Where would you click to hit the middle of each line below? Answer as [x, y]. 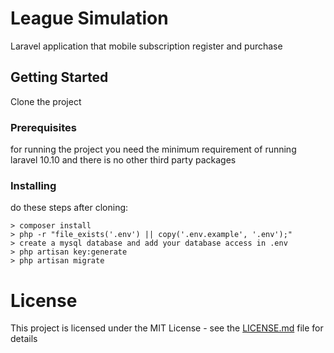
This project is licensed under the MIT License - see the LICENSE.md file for [167, 328]
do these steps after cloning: [69, 208]
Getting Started [59, 77]
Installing [33, 185]
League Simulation [89, 18]
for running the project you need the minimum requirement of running [153, 149]
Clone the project [46, 101]
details [24, 339]
